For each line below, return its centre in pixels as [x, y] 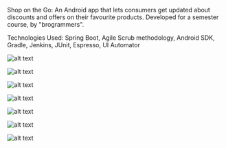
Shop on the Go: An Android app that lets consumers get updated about [109, 10]
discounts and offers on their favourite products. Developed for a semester [113, 17]
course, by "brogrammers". [46, 24]
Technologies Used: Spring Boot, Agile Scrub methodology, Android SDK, [111, 38]
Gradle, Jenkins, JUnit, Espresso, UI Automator [74, 45]
